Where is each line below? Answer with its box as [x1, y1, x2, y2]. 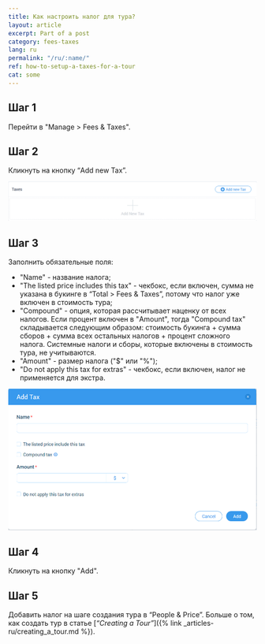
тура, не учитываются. [19, 348, 97, 357]
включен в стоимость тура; [19, 297, 113, 307]
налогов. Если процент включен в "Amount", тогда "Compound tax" [19, 314, 246, 323]
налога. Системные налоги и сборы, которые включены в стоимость [19, 339, 253, 348]
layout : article [8, 20, 62, 29]
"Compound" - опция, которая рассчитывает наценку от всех [19, 306, 227, 315]
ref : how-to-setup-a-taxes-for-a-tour [8, 63, 136, 71]
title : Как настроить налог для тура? [8, 13, 136, 20]
